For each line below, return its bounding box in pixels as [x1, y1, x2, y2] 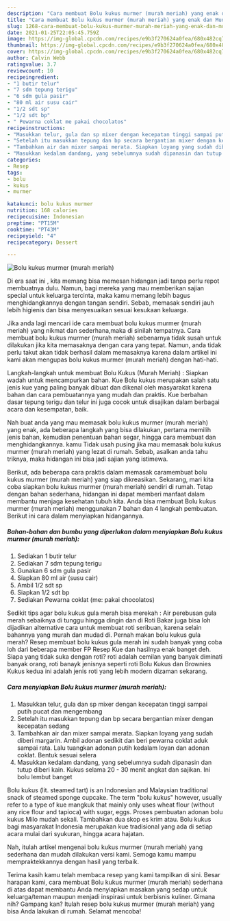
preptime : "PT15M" [7, 220, 60, 227]
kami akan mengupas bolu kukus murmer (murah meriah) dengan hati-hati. [7, 355, 219, 364]
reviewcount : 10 [7, 67, 53, 74]
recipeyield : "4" [7, 232, 57, 240]
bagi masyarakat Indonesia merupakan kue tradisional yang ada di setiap [7, 822, 214, 831]
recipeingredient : [7, 73, 60, 81]
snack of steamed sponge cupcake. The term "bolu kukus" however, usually [7, 794, 222, 802]
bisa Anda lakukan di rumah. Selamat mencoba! [7, 907, 142, 916]
